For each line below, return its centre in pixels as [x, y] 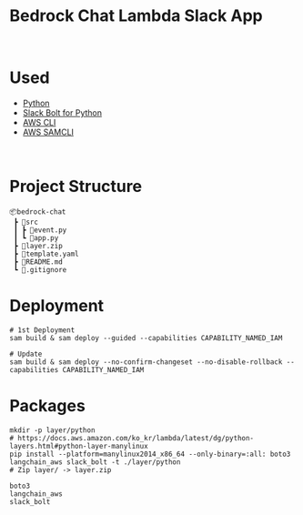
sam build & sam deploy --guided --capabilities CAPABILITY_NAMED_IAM [146, 338]
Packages [48, 405]
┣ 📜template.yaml [46, 254]
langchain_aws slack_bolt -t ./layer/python [95, 462]
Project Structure [76, 187]
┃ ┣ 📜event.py [40, 230]
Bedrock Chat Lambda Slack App [136, 16]
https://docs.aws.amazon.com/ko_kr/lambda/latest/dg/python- [136, 438]
